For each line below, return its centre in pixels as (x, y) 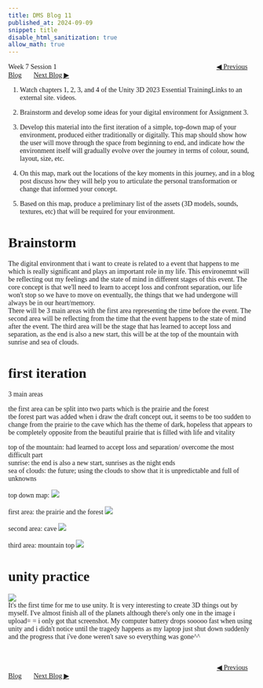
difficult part (26, 455)
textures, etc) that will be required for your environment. (97, 212)
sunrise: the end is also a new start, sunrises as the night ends (92, 463)
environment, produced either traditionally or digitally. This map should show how (133, 135)
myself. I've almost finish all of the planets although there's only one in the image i (122, 613)
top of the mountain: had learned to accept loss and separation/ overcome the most (121, 447)
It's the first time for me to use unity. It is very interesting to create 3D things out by (123, 605)
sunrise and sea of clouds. (44, 342)
